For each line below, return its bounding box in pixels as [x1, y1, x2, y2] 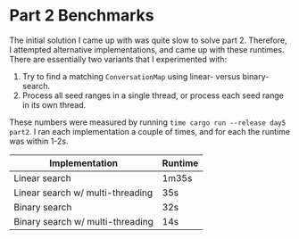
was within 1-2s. [9, 136, 69, 146]
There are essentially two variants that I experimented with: [9, 54, 228, 64]
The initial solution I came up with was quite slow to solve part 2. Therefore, [9, 35, 287, 45]
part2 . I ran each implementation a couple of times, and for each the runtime [9, 126, 291, 136]
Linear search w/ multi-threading [13, 186, 154, 199]
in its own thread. [21, 99, 87, 110]
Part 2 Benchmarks [9, 5, 154, 26]
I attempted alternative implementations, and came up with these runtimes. [9, 44, 285, 54]
